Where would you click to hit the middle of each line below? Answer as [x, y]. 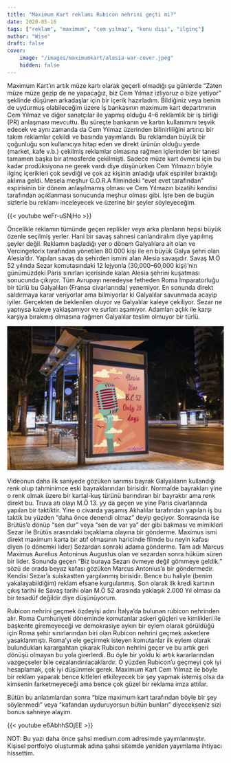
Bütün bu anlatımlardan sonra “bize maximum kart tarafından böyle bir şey [112, 698]
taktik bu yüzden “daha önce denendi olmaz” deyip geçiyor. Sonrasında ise [113, 518]
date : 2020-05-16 [32, 22]
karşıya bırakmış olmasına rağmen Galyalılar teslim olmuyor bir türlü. [104, 317]
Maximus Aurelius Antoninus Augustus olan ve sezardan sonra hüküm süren [115, 554]
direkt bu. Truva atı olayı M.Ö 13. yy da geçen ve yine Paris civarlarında [107, 503]
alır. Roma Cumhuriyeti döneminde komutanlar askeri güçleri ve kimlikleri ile [114, 619]
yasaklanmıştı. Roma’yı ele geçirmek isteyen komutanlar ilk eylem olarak [109, 640]
